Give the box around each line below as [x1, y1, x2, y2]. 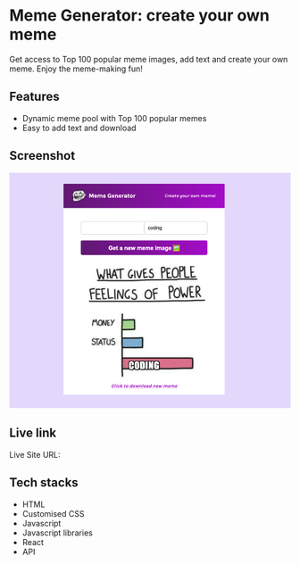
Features [9, 89, 60, 104]
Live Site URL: [9, 449, 61, 460]
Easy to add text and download [21, 122, 137, 133]
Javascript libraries [21, 527, 94, 538]
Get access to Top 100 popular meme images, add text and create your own [9, 54, 288, 64]
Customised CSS [21, 508, 85, 518]
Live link [9, 426, 56, 441]
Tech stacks [9, 475, 79, 491]
